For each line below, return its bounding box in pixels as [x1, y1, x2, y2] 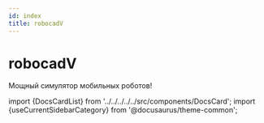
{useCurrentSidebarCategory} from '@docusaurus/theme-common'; [8, 105, 238, 115]
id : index [8, 11, 42, 20]
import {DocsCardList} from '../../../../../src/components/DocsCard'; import [8, 96, 256, 106]
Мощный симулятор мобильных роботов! [8, 81, 153, 91]
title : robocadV [8, 19, 63, 28]
